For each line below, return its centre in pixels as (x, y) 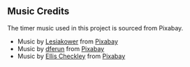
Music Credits (38, 11)
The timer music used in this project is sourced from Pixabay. (95, 28)
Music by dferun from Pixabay (61, 48)
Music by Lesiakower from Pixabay (68, 41)
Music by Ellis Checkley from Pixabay (71, 56)
